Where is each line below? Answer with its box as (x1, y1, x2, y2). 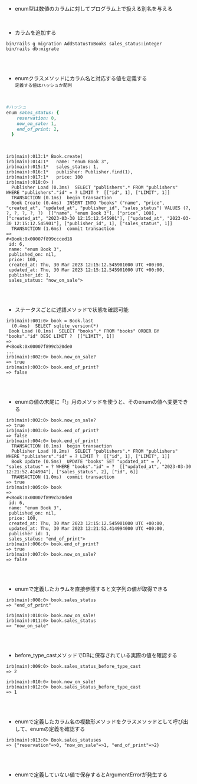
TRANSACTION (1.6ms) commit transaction (11, 226, 115, 232)
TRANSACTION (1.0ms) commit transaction (11, 474, 115, 480)
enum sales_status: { (6, 110, 60, 116)
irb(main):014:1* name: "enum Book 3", (6, 159, 110, 165)
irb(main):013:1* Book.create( (6, 154, 83, 160)
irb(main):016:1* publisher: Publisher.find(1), (6, 169, 133, 175)
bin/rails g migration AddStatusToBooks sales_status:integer (6, 41, 162, 47)
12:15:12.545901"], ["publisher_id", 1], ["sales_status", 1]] (14, 220, 173, 227)
